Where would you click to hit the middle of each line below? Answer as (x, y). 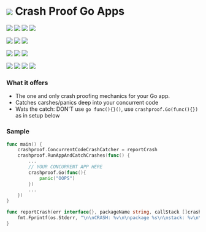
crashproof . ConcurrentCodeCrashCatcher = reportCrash (87, 150)
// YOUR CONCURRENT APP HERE (66, 167)
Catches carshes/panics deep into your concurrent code (87, 103)
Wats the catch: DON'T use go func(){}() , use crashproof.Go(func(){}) (106, 109)
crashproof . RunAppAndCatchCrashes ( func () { (74, 155)
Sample (18, 132)
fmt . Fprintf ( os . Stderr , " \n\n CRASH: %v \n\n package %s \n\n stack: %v (105, 218)
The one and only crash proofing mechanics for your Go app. (93, 96)
